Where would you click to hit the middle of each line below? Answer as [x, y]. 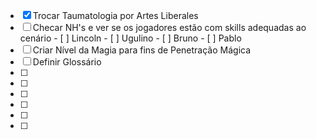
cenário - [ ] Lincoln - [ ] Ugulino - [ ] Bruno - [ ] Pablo [130, 38]
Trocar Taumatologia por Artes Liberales [115, 15]
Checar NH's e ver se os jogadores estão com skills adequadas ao [169, 27]
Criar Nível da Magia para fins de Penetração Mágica [142, 50]
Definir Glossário [67, 62]
